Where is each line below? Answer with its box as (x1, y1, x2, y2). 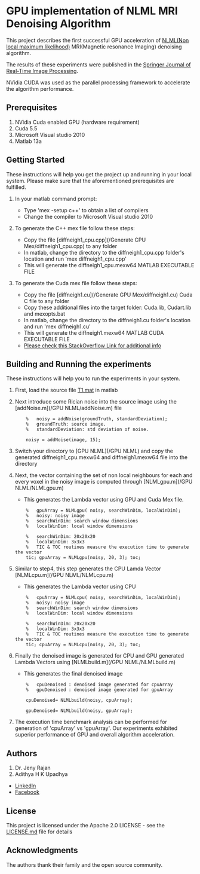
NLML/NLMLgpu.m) (14, 484, 64, 491)
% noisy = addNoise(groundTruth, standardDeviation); (26, 416, 168, 422)
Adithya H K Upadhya (14, 771, 68, 778)
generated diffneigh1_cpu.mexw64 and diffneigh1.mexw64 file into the (14, 454, 188, 461)
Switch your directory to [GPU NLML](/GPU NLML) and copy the (14, 447, 173, 455)
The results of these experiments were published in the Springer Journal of (6, 61, 191, 68)
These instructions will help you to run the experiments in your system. (6, 375, 180, 382)
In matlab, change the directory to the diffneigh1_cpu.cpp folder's (23, 249, 185, 256)
